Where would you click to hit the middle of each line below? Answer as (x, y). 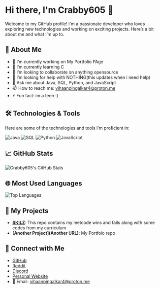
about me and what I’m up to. (35, 34)
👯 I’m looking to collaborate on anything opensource (65, 72)
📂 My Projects (27, 211)
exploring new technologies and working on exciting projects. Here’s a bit (80, 29)
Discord (20, 271)
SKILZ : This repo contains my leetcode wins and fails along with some (83, 222)
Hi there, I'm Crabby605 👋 (59, 10)
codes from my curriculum (39, 228)
